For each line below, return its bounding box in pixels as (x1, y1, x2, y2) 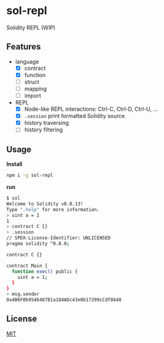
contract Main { (6, 262, 48, 269)
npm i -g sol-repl (6, 172, 53, 179)
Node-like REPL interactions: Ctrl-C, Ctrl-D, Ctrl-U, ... (24, 105, 158, 113)
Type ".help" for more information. (6, 206, 100, 213)
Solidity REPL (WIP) (6, 24, 56, 31)
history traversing (24, 119, 69, 127)
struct (24, 78, 40, 86)
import (24, 92, 42, 99)
